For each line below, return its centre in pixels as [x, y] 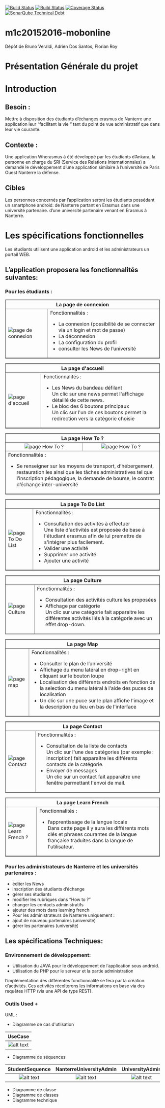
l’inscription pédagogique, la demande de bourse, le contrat [85, 478]
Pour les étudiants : [29, 292]
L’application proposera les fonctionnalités [72, 270]
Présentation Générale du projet [72, 66]
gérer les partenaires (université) [45, 926]
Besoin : [18, 107]
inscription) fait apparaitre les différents [92, 758]
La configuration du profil [87, 343]
